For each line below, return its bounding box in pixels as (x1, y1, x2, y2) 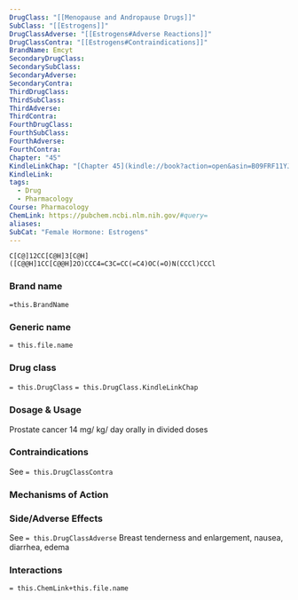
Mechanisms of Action (9, 488, 109, 501)
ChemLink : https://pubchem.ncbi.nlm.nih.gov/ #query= (9, 210, 208, 220)
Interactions (9, 564, 63, 576)
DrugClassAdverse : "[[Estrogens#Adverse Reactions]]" (9, 29, 213, 38)
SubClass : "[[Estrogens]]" (9, 21, 109, 30)
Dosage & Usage (9, 404, 82, 416)
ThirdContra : (9, 112, 58, 121)
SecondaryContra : (9, 79, 74, 88)
